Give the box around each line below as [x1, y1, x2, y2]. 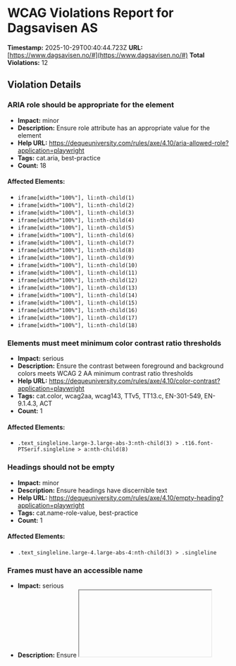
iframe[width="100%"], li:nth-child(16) [17, 307, 138, 314]
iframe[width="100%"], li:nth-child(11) [17, 269, 138, 276]
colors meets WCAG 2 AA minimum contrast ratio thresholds [17, 369, 194, 378]
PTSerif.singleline [17, 446, 75, 453]
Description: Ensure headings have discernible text [17, 486, 168, 494]
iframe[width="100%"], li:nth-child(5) [17, 224, 135, 231]
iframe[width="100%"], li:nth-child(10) [17, 261, 138, 269]
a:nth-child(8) [84, 446, 129, 453]
